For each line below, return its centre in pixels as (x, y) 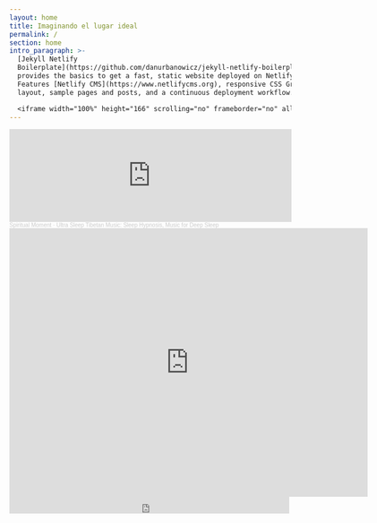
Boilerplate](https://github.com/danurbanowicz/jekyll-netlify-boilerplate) (164, 68)
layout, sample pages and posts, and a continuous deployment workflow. (156, 92)
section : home (36, 43)
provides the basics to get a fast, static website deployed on (140, 76)
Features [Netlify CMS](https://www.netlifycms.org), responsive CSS (150, 84)
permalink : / (34, 34)
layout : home (34, 17)
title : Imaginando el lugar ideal (74, 26)
